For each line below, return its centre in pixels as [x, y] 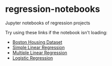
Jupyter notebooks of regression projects [48, 23]
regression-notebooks [53, 9]
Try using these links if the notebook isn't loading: [56, 32]
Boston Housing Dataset [37, 42]
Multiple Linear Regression [40, 53]
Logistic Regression [33, 58]
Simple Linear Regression [39, 47]
